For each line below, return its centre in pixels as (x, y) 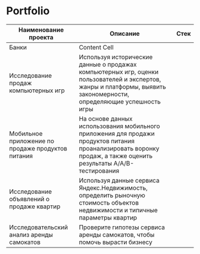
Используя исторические (116, 57)
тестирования (99, 171)
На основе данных (106, 118)
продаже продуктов (38, 148)
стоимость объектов (109, 202)
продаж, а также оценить (116, 156)
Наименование (41, 30)
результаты (96, 163)
